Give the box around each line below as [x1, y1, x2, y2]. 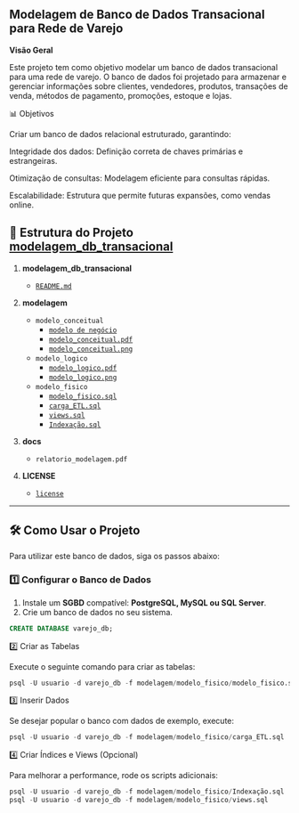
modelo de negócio [48, 325, 117, 335]
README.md [35, 281, 73, 290]
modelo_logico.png [48, 373, 117, 382]
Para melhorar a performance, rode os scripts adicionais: [9, 770, 218, 781]
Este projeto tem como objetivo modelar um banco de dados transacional [9, 61, 279, 72]
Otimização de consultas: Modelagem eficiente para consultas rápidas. [9, 173, 271, 183]
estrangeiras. [9, 155, 58, 166]
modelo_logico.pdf [48, 363, 117, 372]
